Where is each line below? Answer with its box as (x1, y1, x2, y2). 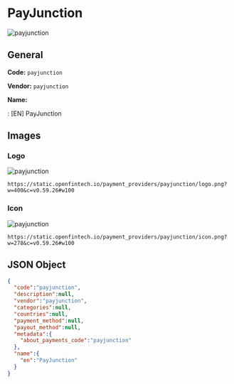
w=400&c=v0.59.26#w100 (7, 187, 75, 194)
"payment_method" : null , (14, 317, 84, 324)
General (7, 49, 44, 61)
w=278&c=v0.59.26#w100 (7, 239, 75, 246)
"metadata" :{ (14, 330, 53, 338)
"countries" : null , (14, 310, 69, 317)
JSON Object (7, 259, 66, 271)
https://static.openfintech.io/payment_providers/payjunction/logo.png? (7, 181, 228, 188)
